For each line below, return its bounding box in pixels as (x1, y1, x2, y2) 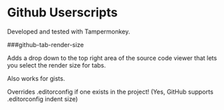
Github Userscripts (7, 5, 118, 20)
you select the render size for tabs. (7, 61, 107, 69)
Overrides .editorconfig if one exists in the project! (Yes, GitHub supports (7, 87, 214, 96)
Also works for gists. (7, 74, 65, 83)
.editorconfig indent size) (7, 94, 78, 103)
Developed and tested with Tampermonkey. (7, 27, 131, 36)
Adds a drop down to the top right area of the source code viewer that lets (7, 53, 218, 62)
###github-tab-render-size (7, 40, 85, 49)
